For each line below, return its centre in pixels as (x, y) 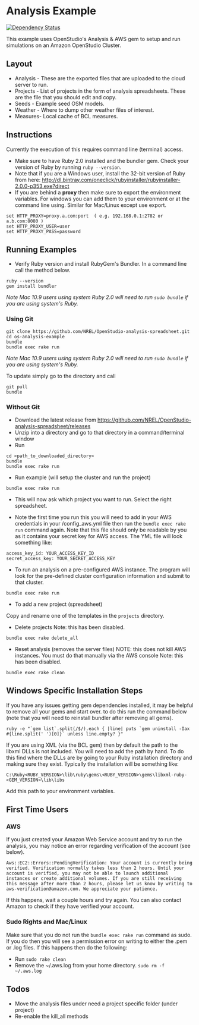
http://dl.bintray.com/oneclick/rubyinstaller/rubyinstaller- (111, 180)
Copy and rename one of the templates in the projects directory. (85, 615)
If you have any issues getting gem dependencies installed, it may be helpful (100, 705)
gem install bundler (32, 287)
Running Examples (42, 249)
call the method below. (42, 270)
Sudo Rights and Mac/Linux (47, 922)
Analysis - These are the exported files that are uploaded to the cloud (100, 78)
